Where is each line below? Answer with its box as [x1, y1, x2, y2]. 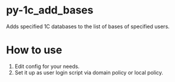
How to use [6, 43, 62, 57]
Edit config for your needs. [14, 63, 80, 70]
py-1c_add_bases [6, 4, 94, 17]
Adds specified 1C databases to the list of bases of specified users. [6, 23, 170, 30]
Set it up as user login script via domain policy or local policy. [14, 69, 164, 76]
